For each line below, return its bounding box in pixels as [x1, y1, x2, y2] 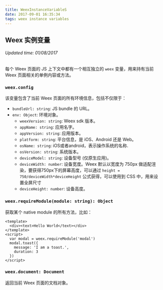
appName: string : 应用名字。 [19, 124, 77, 130]
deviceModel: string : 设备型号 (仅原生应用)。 [19, 155, 111, 161]
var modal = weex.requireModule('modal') [9, 236, 96, 241]
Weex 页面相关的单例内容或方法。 [5, 72, 74, 78]
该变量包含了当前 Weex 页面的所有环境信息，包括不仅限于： [5, 95, 127, 101]
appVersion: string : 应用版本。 [19, 130, 83, 136]
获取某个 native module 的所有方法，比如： [5, 209, 92, 215]
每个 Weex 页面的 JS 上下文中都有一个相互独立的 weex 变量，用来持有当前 [5, 66, 154, 72]
